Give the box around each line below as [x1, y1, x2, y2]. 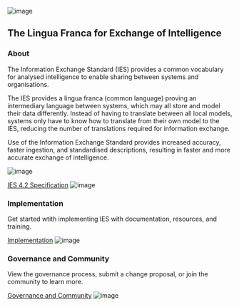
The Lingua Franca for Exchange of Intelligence [7, 27, 223, 39]
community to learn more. [7, 278, 83, 286]
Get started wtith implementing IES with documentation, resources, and [7, 214, 218, 223]
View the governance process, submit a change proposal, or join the [7, 270, 208, 279]
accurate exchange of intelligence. [7, 153, 109, 162]
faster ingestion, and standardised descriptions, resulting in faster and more [7, 145, 230, 154]
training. [7, 222, 32, 231]
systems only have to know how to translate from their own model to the [7, 116, 220, 125]
